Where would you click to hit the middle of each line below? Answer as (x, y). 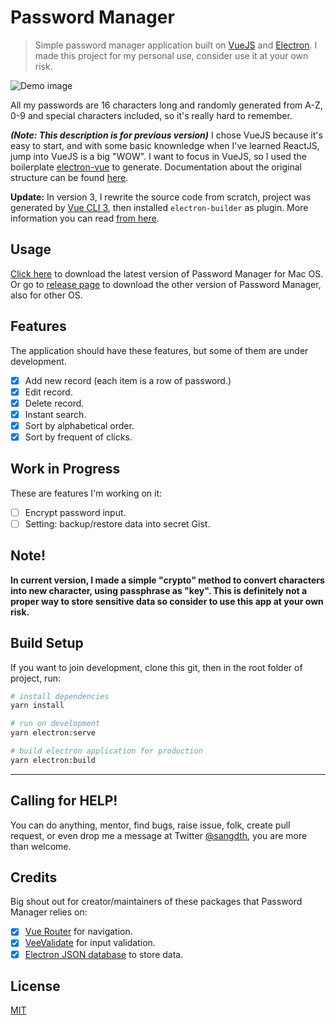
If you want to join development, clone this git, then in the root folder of (156, 667)
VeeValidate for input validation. (90, 943)
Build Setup (47, 643)
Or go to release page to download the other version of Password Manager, (166, 284)
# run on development (55, 724)
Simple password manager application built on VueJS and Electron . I (176, 45)
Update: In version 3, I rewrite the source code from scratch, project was (161, 197)
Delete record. (54, 403)
